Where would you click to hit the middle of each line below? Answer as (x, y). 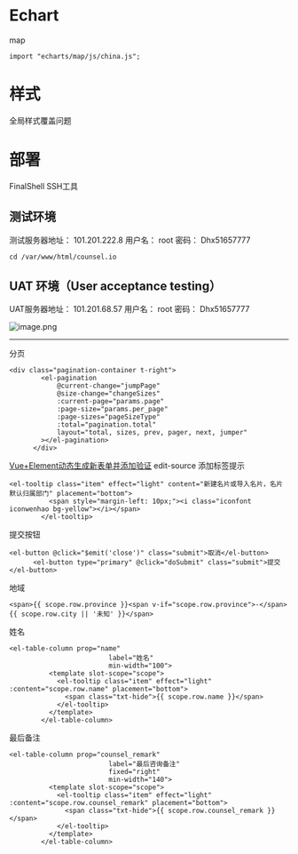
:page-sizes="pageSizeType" (109, 417)
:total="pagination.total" (106, 425)
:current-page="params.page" (110, 402)
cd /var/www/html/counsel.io (63, 257)
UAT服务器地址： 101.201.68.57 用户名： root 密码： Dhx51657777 (129, 309)
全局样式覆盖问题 (40, 120)
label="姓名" (131, 658)
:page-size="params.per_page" (112, 410)
